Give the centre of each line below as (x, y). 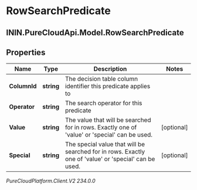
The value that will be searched (108, 120)
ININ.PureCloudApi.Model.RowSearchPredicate (95, 33)
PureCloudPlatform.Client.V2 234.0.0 (51, 181)
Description (110, 69)
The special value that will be (105, 144)
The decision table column (101, 79)
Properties (26, 52)
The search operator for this (103, 103)
